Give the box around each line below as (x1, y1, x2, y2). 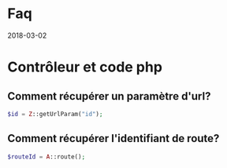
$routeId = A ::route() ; (7, 152, 86, 161)
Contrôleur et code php (7, 58, 163, 76)
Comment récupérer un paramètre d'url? (7, 89, 211, 103)
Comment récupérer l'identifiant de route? (7, 132, 220, 145)
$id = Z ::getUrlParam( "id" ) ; (7, 110, 103, 118)
